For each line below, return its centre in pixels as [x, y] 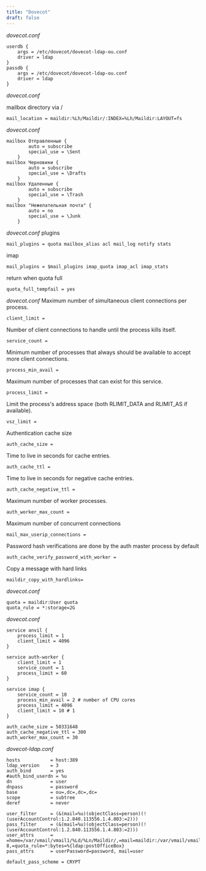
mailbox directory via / [35, 107]
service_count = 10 [42, 695]
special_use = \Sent [55, 152]
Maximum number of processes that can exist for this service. [85, 381]
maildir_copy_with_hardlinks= [45, 579]
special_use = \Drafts [57, 173]
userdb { [17, 47]
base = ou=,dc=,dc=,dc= [52, 792]
